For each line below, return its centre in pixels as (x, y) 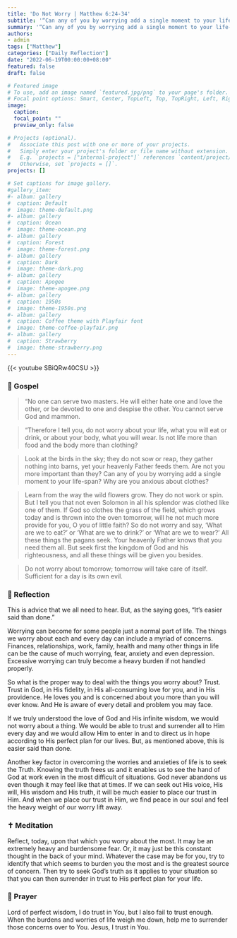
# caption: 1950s (34, 302)
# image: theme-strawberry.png (55, 348)
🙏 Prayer (22, 896)
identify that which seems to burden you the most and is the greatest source (118, 863)
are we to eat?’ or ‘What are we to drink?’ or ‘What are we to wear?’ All (127, 532)
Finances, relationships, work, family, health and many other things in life (113, 646)
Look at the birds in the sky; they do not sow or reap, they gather (119, 458)
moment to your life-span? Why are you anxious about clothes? (117, 481)
